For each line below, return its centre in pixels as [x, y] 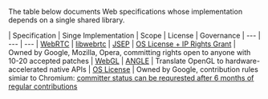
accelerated [28, 69]
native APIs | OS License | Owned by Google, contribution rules [154, 69]
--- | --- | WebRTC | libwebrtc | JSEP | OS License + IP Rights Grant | [122, 44]
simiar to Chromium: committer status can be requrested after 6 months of [131, 78]
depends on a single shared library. [67, 20]
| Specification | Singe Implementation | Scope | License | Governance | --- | [134, 36]
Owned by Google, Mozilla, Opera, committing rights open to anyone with [130, 52]
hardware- [243, 61]
